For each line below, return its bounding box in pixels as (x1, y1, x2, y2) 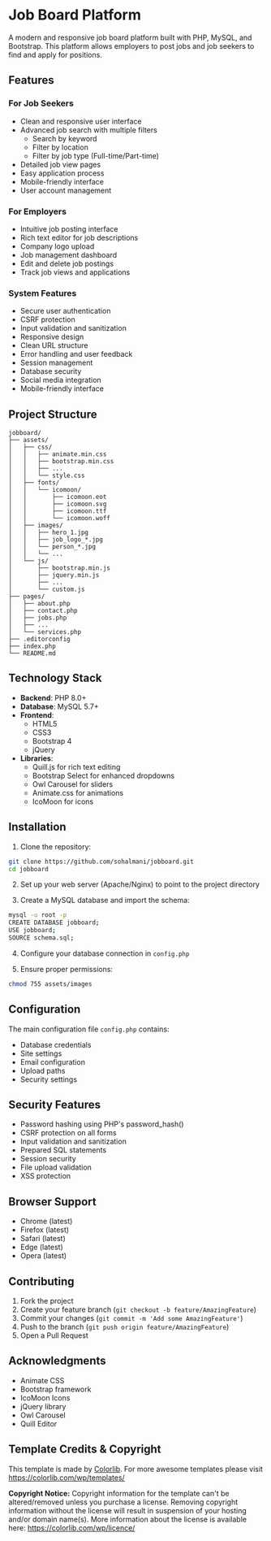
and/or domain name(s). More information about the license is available (8, 1514, 247, 1524)
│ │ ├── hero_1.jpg (8, 528, 89, 537)
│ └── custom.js (8, 585, 85, 594)
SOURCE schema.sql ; (8, 934, 75, 942)
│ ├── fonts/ (8, 479, 60, 487)
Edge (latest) (19, 1242, 63, 1252)
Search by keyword (32, 133, 97, 143)
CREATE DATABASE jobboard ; (8, 918, 100, 927)
